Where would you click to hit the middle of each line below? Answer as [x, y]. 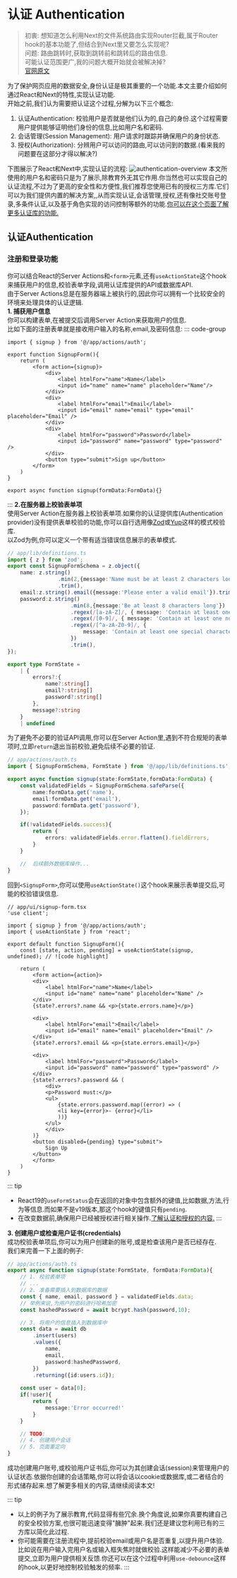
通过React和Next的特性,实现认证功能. [61, 94]
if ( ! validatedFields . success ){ [66, 825]
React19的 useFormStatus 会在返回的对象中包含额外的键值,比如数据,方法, [120, 1200]
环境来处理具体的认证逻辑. [45, 302]
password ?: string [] [73, 697]
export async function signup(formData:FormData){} [85, 490]
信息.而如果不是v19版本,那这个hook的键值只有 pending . [109, 1209]
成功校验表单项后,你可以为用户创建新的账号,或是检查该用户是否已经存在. [112, 1242]
